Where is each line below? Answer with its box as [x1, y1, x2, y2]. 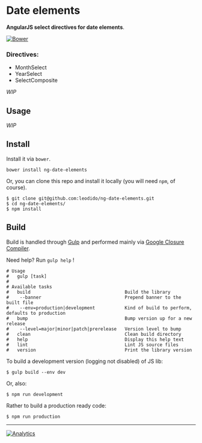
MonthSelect [14, 64, 47, 71]
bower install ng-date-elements [6, 167, 87, 173]
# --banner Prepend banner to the [6, 294, 182, 300]
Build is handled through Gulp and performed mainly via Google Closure [6, 238, 185, 246]
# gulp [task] [6, 273, 47, 279]
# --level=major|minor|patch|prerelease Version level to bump [6, 326, 182, 332]
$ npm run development [6, 391, 63, 397]
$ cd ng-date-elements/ [6, 200, 66, 206]
